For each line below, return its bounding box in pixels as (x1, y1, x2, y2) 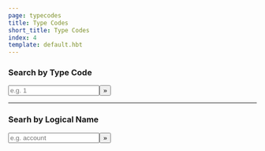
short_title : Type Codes (8, 26, 90, 34)
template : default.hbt (8, 41, 83, 49)
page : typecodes (8, 11, 62, 20)
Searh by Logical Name (8, 114, 99, 125)
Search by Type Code (8, 67, 92, 78)
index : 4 (8, 33, 37, 42)
